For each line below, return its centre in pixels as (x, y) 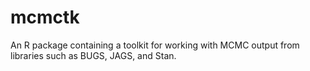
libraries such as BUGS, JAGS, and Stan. (93, 55)
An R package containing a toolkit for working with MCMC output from (155, 45)
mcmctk (45, 17)
